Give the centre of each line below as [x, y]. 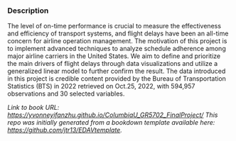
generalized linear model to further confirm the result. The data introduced [117, 71]
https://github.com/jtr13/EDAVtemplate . [65, 130]
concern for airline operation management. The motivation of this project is [117, 41]
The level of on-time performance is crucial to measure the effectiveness [114, 26]
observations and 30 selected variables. [66, 94]
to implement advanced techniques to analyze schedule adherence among [117, 49]
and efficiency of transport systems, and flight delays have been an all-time [118, 33]
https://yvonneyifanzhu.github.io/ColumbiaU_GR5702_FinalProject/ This [113, 115]
